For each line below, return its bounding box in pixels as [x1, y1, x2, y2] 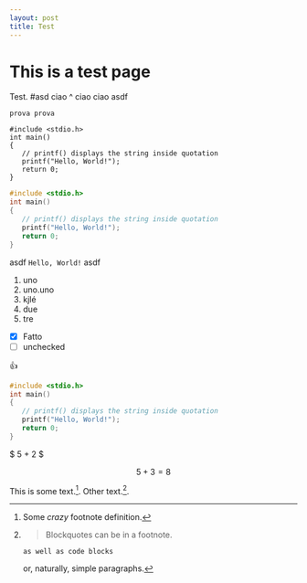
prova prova [9, 109, 55, 119]
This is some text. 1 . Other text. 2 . [9, 483, 130, 496]
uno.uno [22, 284, 55, 295]
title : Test [9, 22, 55, 31]
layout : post [9, 13, 59, 23]
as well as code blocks [22, 547, 114, 556]
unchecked [22, 341, 66, 352]
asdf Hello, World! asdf [9, 257, 101, 268]
